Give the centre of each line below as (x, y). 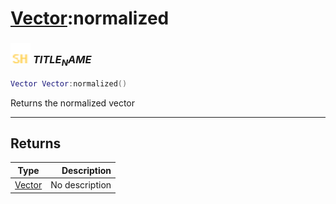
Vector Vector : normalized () (69, 83)
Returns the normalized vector (72, 103)
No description (81, 185)
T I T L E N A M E (62, 61)
